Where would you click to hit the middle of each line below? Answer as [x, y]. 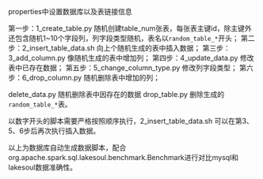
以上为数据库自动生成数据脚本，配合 [67, 147]
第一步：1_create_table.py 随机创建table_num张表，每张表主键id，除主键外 [130, 28]
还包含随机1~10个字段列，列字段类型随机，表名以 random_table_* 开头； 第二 [131, 38]
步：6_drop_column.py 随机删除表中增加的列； [84, 78]
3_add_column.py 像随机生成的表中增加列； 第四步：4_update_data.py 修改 [131, 58]
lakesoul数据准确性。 [43, 167]
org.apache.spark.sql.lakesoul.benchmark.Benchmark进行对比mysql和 [124, 157]
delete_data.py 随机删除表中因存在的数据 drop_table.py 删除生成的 [116, 94]
